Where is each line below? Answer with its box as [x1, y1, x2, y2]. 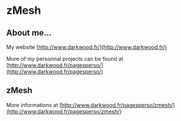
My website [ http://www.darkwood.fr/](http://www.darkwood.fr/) [6, 43, 167, 51]
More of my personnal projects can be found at [6, 55, 124, 62]
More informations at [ [6, 101, 62, 108]
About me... [6, 28, 52, 38]
